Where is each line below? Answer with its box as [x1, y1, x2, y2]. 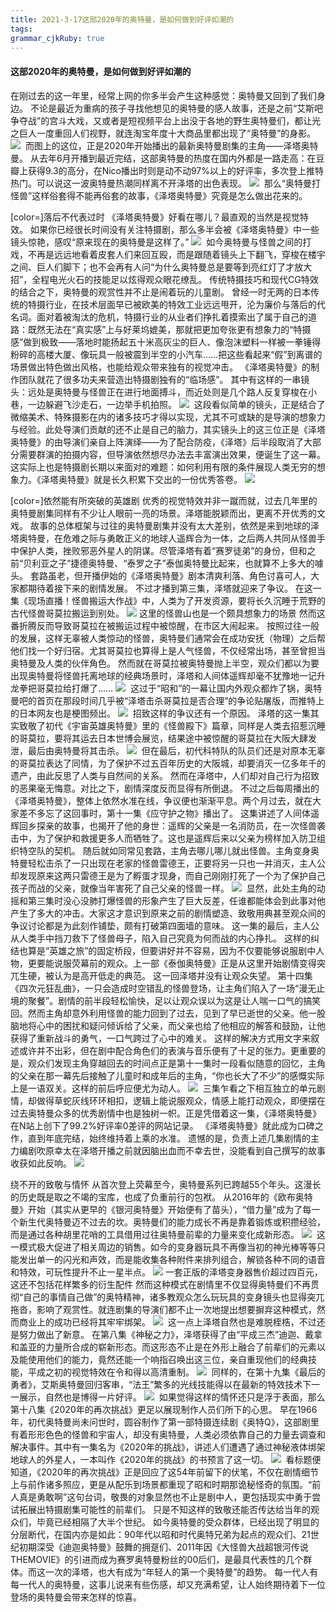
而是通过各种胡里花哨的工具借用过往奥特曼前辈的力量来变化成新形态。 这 [10, 1228, 326, 1240]
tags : [10, 24, 33, 34]
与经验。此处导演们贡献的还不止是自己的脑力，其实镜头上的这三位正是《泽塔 [10, 423, 326, 435]
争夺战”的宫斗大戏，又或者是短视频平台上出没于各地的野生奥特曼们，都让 [10, 114, 313, 126]
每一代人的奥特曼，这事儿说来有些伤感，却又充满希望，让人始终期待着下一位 [10, 1578, 326, 1590]
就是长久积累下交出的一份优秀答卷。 [93, 473, 243, 485]
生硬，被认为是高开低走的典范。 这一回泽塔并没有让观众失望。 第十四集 [18, 969, 313, 981]
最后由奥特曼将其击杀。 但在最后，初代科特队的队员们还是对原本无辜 [27, 744, 326, 756]
